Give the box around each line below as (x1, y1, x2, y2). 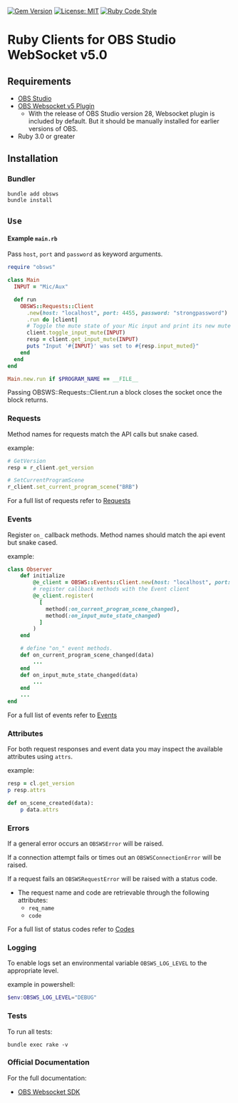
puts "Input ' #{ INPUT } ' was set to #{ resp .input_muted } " (26, 342, 200, 350)
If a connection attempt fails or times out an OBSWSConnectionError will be (7, 853, 222, 862)
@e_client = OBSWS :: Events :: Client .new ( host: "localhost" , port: (33, 579, 232, 586)
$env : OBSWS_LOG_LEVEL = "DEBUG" (7, 994, 98, 1002)
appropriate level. (7, 967, 59, 975)
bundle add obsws (7, 190, 59, 198)
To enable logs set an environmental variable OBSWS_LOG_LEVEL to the (7, 959, 207, 967)
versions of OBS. (28, 125, 78, 133)
